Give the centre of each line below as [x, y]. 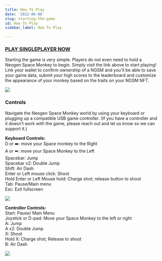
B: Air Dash [16, 244]
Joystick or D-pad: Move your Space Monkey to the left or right [69, 218]
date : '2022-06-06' [25, 14]
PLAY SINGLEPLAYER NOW [38, 49]
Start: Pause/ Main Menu [30, 213]
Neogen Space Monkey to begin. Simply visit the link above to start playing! [81, 65]
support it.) [16, 129]
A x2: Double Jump [24, 228]
